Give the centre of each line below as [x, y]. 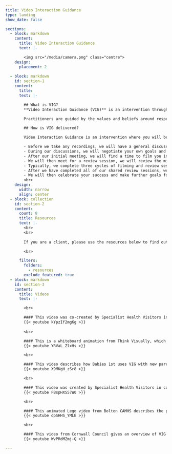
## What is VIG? [41, 105]
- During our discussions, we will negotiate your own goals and [95, 152]
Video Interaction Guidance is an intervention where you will [92, 137]
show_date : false [24, 20]
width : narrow [34, 190]
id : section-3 [29, 285]
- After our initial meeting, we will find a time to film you [92, 156]
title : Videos [34, 294]
